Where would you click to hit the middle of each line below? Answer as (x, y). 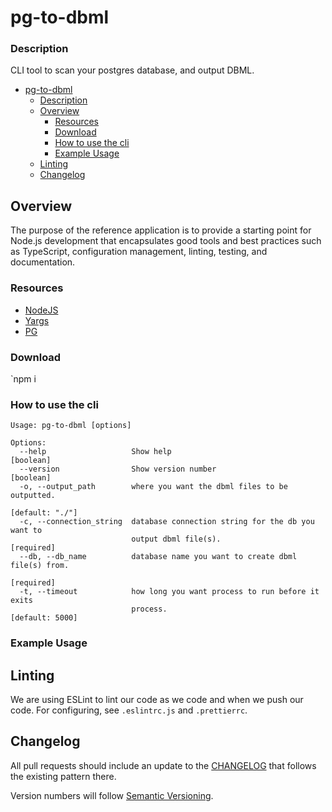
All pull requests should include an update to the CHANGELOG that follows (163, 765)
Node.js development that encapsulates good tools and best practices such (166, 241)
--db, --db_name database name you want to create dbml (158, 557)
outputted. (33, 496)
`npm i (23, 378)
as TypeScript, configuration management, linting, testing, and (139, 252)
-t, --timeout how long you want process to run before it (169, 592)
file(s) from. (40, 566)
